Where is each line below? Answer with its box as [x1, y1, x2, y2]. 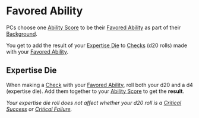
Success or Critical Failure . [6, 105, 72, 113]
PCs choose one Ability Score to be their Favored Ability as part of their [6, 24, 181, 31]
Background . [6, 30, 37, 37]
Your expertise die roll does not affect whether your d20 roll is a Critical [6, 99, 182, 106]
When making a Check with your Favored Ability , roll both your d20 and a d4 [6, 81, 193, 88]
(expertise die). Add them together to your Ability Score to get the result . [6, 88, 185, 95]
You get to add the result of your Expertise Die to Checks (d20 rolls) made [6, 42, 188, 49]
